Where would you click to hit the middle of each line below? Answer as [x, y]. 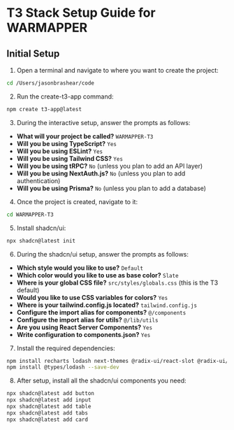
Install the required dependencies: [66, 348]
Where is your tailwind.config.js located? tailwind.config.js [107, 305]
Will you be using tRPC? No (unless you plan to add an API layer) [110, 166]
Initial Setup [33, 53]
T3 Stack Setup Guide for [81, 13]
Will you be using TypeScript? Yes [66, 143]
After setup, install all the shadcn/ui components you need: [101, 381]
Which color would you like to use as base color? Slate [97, 275]
